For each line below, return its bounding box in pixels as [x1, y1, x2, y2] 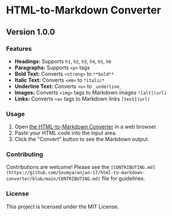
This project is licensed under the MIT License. [6, 203, 119, 210]
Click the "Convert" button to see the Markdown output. [14, 136, 150, 143]
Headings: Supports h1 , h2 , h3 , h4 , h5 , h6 [14, 58, 112, 65]
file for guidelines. [101, 175, 145, 182]
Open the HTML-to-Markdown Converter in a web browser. [14, 123, 158, 130]
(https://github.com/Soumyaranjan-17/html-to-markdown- [6, 170, 145, 176]
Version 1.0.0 [6, 27, 56, 37]
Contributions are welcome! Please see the [6, 164, 110, 171]
